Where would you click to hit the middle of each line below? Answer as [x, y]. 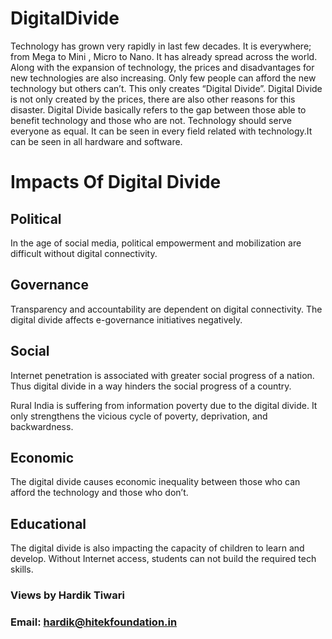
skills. [22, 569]
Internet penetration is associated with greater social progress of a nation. [162, 375]
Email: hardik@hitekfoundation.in [94, 622]
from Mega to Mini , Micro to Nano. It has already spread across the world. [164, 56]
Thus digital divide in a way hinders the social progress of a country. [151, 386]
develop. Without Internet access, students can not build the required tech [163, 559]
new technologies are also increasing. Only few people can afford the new [163, 78]
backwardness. [42, 426]
